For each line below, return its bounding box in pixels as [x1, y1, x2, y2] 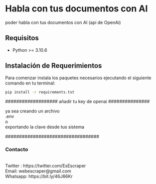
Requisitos [5, 34, 39, 42]
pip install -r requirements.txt [5, 90, 75, 94]
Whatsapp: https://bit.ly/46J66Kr [5, 173, 73, 179]
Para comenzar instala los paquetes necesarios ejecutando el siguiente [5, 75, 152, 81]
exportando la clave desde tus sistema [5, 124, 85, 130]
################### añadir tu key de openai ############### [5, 98, 150, 104]
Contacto [5, 146, 28, 153]
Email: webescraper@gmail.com [5, 168, 71, 174]
